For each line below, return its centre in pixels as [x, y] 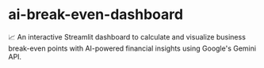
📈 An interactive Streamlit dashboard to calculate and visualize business [127, 36]
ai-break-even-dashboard [96, 15]
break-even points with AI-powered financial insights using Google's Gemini [132, 48]
